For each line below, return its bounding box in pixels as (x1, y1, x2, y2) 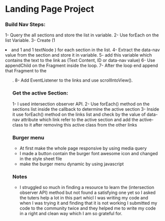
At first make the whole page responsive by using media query (19, 145, 147, 151)
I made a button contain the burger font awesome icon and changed (19, 151, 158, 157)
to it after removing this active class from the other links (24, 122, 137, 127)
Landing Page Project (5, 3, 95, 15)
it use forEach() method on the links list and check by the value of (12, 111, 146, 117)
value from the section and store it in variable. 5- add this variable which (5, 52, 152, 58)
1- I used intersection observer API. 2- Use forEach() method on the (12, 101, 150, 107)
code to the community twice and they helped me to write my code (19, 205, 156, 211)
